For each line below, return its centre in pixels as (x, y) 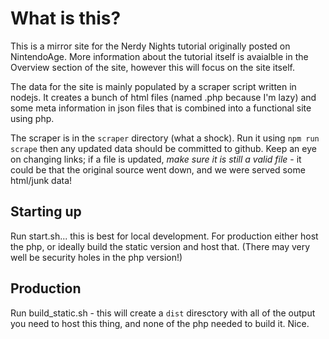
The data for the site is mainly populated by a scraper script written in (153, 86)
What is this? (66, 18)
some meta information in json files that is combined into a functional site (161, 108)
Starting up (46, 212)
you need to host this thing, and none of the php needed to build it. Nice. (160, 323)
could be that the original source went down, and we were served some (158, 169)
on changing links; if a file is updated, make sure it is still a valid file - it (156, 159)
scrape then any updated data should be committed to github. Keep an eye (163, 148)
